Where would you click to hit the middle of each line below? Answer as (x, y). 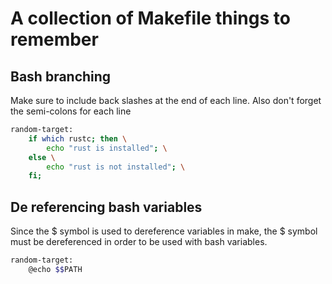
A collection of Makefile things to (150, 18)
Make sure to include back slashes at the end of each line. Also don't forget (166, 100)
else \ (42, 157)
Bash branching (61, 76)
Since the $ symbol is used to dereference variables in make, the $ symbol (164, 231)
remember (54, 39)
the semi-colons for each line (71, 111)
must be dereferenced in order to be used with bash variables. (139, 242)
